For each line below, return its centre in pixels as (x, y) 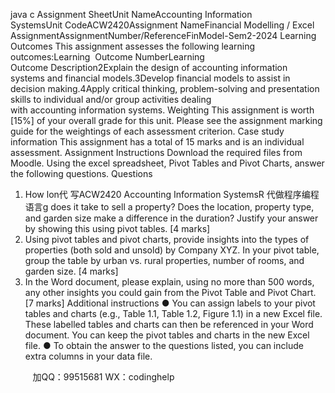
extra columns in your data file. (88, 356)
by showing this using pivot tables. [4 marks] (117, 228)
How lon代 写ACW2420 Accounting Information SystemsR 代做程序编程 (172, 194)
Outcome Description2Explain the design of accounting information (149, 67)
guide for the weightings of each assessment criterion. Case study (147, 131)
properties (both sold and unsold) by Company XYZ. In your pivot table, (172, 250)
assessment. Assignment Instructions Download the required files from (156, 152)
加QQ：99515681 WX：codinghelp (103, 377)
